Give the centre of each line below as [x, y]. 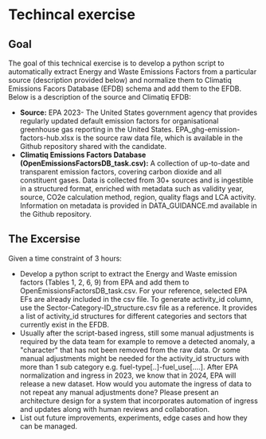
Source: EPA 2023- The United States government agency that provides [138, 112]
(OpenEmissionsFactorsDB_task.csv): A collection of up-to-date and [135, 163]
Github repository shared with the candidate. [93, 146]
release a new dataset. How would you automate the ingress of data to [136, 383]
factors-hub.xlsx [47, 138]
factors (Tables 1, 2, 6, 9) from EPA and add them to [104, 282]
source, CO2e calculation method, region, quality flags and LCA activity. [138, 197]
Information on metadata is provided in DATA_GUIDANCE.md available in [138, 206]
